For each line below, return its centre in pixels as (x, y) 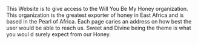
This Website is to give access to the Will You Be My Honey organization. (97, 9)
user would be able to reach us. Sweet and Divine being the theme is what (99, 28)
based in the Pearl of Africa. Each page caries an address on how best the (99, 21)
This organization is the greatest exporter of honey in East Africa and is (95, 15)
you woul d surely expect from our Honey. (58, 34)
